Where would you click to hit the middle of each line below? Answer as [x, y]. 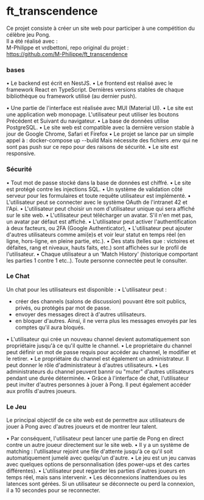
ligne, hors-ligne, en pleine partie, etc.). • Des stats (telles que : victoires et [100, 241]
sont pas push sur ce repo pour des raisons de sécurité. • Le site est [92, 147]
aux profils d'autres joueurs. [42, 391]
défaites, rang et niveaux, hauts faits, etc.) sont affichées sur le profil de [97, 247]
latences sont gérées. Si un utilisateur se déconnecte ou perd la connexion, [101, 484]
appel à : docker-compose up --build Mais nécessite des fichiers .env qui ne [102, 140]
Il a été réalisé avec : [32, 41]
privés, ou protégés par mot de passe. [63, 308]
